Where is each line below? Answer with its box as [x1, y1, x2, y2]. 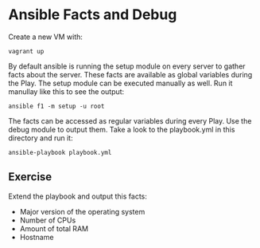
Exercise [8, 170, 52, 184]
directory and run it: [8, 133, 73, 143]
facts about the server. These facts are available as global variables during [8, 69, 253, 79]
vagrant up [8, 47, 45, 55]
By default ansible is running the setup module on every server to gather [8, 61, 246, 71]
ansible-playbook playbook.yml [8, 148, 112, 156]
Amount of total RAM [19, 223, 89, 233]
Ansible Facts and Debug [8, 6, 177, 24]
